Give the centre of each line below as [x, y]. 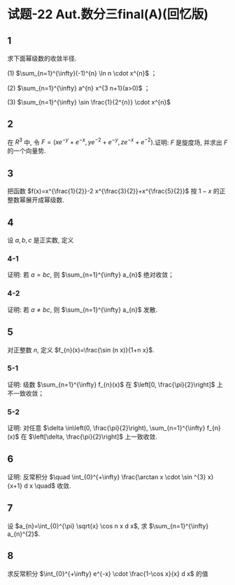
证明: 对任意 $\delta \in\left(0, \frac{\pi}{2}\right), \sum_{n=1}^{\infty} [106, 428]
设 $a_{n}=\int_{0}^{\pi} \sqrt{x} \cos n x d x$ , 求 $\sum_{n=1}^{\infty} [108, 525]
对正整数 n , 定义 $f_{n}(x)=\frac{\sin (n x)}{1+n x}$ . [81, 350]
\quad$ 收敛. [53, 486]
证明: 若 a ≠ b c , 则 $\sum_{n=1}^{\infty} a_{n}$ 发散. [83, 310]
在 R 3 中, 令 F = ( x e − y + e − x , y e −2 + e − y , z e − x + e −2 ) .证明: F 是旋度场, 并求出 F [117, 142]
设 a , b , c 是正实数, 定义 [41, 240]
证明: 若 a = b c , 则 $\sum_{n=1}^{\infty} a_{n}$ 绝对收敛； [91, 275]
